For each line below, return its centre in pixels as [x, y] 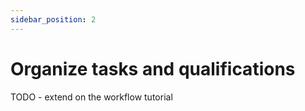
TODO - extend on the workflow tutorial [91, 97]
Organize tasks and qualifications [153, 68]
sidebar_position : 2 [53, 19]
